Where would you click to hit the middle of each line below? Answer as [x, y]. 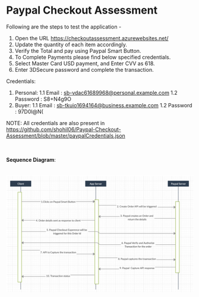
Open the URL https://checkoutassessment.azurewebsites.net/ [91, 38]
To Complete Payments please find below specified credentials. [93, 57]
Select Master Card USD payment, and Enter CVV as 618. [85, 63]
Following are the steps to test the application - [64, 27]
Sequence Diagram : [31, 159]
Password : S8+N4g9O [43, 99]
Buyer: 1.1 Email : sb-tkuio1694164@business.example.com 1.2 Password [103, 105]
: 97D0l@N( [29, 111]
